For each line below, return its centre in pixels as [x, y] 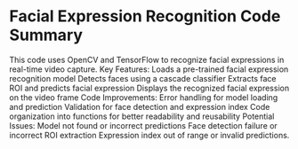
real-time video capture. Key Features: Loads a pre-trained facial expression [149, 69]
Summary [46, 35]
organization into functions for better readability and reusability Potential [142, 116]
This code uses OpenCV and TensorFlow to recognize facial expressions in [147, 59]
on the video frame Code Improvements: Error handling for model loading [144, 97]
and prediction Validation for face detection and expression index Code [140, 106]
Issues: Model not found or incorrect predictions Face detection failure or [143, 125]
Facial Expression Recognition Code [145, 16]
